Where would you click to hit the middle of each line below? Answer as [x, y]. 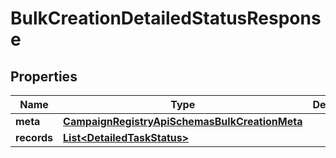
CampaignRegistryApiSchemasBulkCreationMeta [183, 121]
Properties [44, 76]
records [34, 137]
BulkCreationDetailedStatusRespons [166, 18]
